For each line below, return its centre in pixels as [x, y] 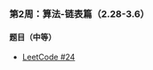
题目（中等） [32, 36]
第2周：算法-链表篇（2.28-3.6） [79, 13]
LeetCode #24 [48, 57]
